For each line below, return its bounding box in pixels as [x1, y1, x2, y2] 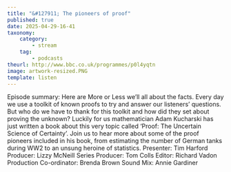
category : [19, 36, 48, 43]
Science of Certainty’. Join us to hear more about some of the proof [7, 129, 200, 138]
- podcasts [32, 55, 63, 62]
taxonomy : [7, 29, 36, 36]
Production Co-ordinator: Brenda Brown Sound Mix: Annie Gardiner [7, 159, 199, 167]
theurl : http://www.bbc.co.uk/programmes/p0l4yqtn [7, 61, 156, 68]
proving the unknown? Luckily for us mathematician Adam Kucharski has [7, 115, 214, 123]
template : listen [7, 74, 57, 81]
